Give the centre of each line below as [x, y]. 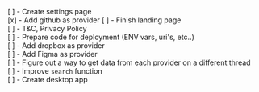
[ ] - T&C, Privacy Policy [47, 28]
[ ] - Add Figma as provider [52, 54]
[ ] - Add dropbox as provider [56, 46]
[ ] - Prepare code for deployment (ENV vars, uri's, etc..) [101, 37]
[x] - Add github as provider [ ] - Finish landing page [94, 20]
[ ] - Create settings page [50, 12]
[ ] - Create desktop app [48, 80]
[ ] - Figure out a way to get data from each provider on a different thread [129, 62]
